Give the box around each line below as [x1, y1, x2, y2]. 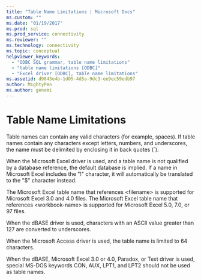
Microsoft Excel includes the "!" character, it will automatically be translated [6, 170, 193, 178]
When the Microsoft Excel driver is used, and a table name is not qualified [6, 157, 188, 164]
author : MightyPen [6, 82, 52, 88]
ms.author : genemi [6, 87, 52, 93]
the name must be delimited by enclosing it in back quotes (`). [6, 146, 159, 153]
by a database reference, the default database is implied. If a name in [6, 164, 178, 171]
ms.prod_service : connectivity [6, 31, 85, 37]
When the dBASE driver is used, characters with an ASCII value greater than [6, 219, 194, 226]
